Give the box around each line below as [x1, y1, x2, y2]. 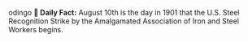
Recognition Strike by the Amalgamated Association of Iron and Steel [8, 16, 240, 26]
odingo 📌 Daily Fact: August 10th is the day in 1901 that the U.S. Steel [8, 8, 240, 17]
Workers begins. [8, 25, 63, 34]
